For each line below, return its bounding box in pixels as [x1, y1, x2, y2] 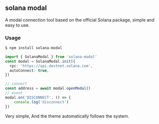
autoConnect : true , [9, 68, 49, 73]
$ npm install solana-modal [5, 46, 63, 50]
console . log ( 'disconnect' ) [14, 99, 69, 104]
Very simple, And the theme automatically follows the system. [5, 113, 130, 119]
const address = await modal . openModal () [5, 86, 91, 91]
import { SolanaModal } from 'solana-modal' [5, 54, 97, 59]
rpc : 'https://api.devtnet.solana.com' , [9, 63, 93, 68]
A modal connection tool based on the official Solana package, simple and [5, 17, 155, 23]
